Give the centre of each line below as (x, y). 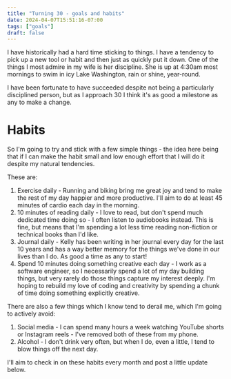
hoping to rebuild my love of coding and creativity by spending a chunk (118, 286)
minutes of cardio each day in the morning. (78, 205)
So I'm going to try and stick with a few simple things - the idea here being (113, 150)
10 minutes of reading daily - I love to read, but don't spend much (110, 213)
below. (17, 370)
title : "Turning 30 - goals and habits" (66, 13)
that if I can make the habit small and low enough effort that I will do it (106, 156)
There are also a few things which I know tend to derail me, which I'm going (114, 307)
